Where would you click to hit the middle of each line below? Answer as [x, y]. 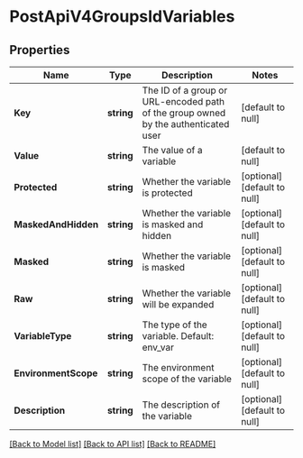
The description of [181, 405]
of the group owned [184, 113]
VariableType [43, 336]
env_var [158, 347]
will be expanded [178, 304]
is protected [167, 193]
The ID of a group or [185, 90]
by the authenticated [186, 124]
